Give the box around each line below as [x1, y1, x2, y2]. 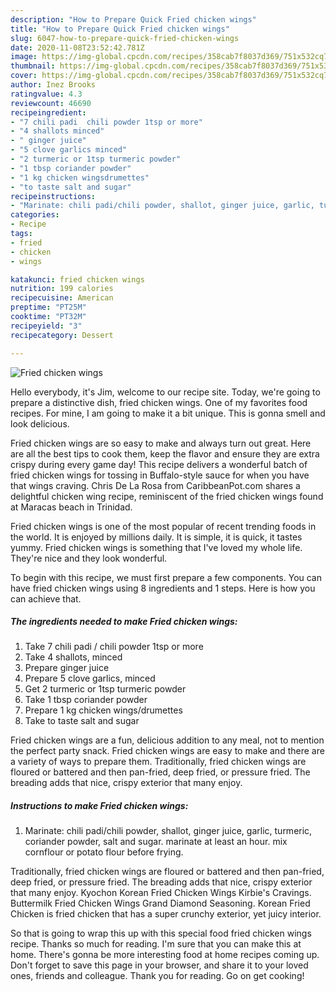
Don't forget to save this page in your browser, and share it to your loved [10, 959, 309, 971]
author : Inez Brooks [10, 80, 97, 90]
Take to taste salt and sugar [24, 715, 140, 727]
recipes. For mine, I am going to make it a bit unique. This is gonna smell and [10, 407, 326, 419]
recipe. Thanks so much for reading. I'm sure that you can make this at [10, 938, 302, 950]
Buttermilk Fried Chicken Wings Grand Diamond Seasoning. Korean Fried [10, 897, 311, 910]
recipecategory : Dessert [10, 330, 114, 340]
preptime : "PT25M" [10, 302, 87, 313]
